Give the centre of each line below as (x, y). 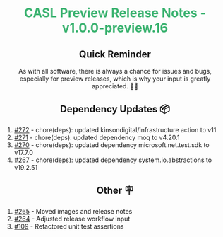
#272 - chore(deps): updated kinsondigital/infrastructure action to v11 (115, 129)
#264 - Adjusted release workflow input (72, 219)
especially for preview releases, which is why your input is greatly (115, 79)
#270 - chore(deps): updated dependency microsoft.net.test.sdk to (111, 145)
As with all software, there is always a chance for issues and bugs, (115, 71)
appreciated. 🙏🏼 (115, 86)
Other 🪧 (115, 191)
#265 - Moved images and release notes (73, 211)
